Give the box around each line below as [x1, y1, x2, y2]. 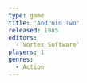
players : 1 [8, 48, 45, 56]
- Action [15, 63, 45, 71]
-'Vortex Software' [15, 41, 81, 49]
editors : [8, 33, 38, 42]
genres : [8, 56, 34, 64]
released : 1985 [8, 26, 59, 34]
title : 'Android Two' [8, 19, 81, 27]
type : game [8, 11, 45, 20]
